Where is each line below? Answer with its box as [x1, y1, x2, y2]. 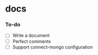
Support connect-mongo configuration [12, 44, 93, 50]
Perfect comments [12, 38, 51, 44]
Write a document [12, 32, 50, 38]
